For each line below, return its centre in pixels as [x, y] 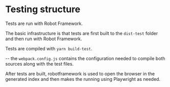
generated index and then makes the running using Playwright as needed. [83, 79]
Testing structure [43, 9]
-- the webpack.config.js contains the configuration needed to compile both [85, 58]
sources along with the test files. [40, 64]
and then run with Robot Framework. [44, 39]
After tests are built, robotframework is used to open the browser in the [80, 74]
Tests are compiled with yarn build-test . [49, 48]
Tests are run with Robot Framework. [44, 23]
